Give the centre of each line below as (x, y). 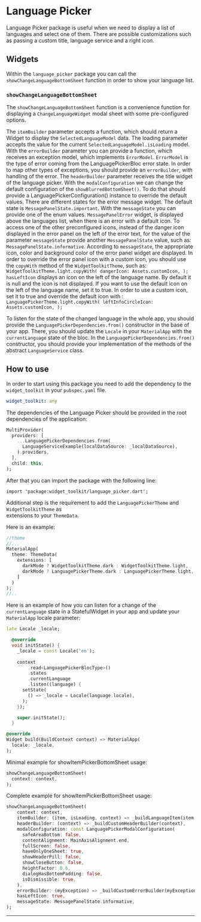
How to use (28, 369)
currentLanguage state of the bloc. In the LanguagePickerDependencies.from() (100, 338)
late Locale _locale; (33, 629)
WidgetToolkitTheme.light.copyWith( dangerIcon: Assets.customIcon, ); (97, 271)
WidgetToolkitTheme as (34, 509)
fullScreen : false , (46, 846)
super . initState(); (41, 718)
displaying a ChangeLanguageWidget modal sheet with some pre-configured (97, 114)
